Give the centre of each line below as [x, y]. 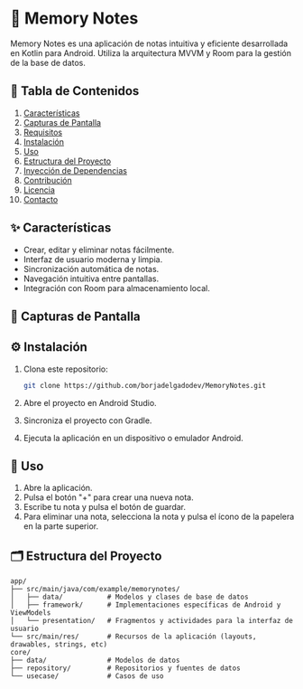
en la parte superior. [60, 526]
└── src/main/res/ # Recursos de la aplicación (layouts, [133, 637]
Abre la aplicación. [58, 488]
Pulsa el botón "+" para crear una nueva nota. [108, 497]
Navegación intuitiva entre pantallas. [91, 278]
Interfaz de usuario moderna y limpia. [93, 259]
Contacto [41, 199]
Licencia [39, 190]
